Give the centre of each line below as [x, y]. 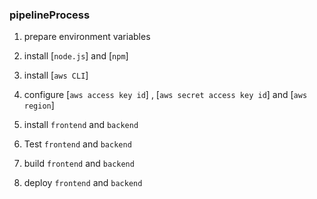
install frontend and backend [81, 125]
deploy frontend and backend [83, 183]
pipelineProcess [50, 15]
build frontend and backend [79, 164]
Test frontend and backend [77, 144]
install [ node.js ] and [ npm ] [76, 56]
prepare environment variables [87, 37]
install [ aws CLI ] [56, 75]
